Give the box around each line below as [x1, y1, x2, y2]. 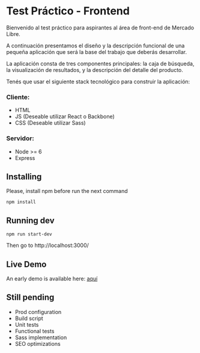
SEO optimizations [14, 340, 61, 347]
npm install [6, 199, 36, 205]
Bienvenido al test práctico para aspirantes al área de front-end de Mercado [6, 24, 194, 31]
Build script [14, 315, 43, 322]
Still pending [6, 292, 55, 303]
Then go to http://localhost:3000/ [6, 242, 89, 249]
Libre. [6, 30, 21, 37]
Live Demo [6, 259, 47, 269]
